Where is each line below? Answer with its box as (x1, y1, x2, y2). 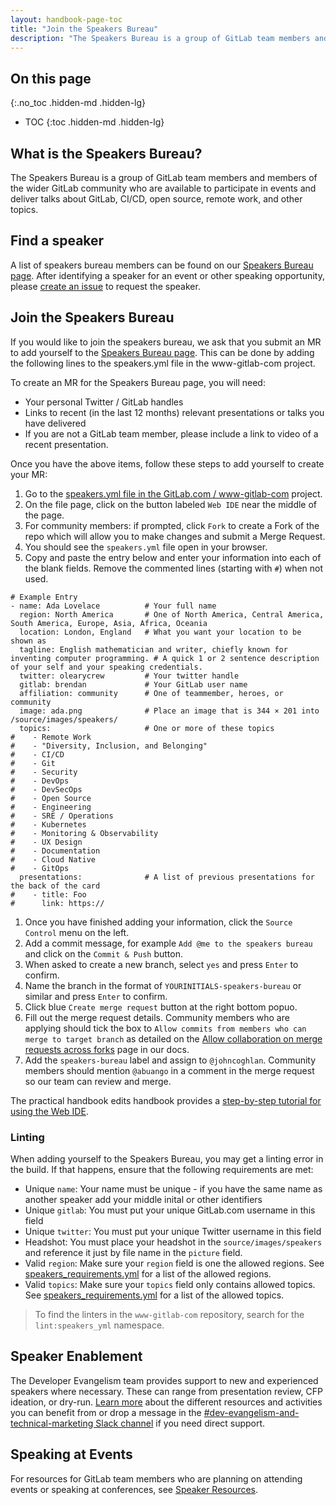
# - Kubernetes (10, 819, 87, 830)
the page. (24, 509, 65, 521)
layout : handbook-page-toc (10, 14, 123, 25)
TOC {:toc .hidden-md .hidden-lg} (24, 116, 165, 128)
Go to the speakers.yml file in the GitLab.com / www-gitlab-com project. (24, 487, 323, 500)
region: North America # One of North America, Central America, (19, 609, 325, 620)
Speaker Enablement (10, 1348, 143, 1365)
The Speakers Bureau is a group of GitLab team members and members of (10, 172, 318, 183)
